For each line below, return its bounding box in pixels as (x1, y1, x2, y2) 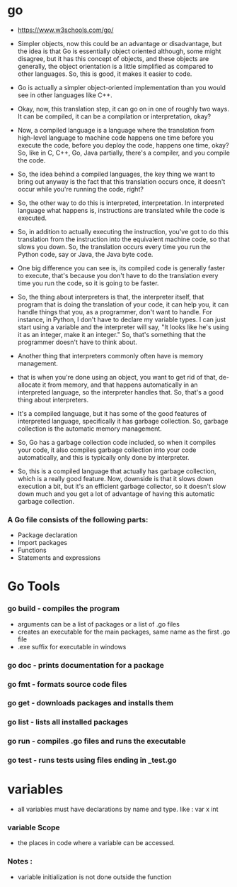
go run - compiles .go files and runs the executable (7, 737, 186, 746)
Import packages (17, 539, 68, 547)
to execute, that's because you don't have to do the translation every (17, 271, 219, 280)
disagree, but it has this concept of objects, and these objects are (17, 54, 209, 62)
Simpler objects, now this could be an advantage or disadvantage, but (17, 39, 222, 48)
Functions (17, 546, 47, 555)
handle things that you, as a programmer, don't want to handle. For (17, 307, 212, 316)
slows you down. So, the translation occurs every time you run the (17, 242, 211, 250)
